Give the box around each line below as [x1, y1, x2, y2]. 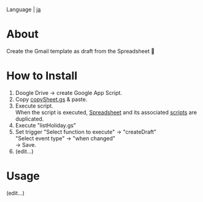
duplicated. [15, 115, 44, 122]
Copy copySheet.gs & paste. [15, 95, 88, 103]
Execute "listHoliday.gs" [15, 121, 77, 129]
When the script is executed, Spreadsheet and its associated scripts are [15, 108, 197, 116]
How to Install [6, 69, 78, 83]
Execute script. [15, 102, 53, 110]
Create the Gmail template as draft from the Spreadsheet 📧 [6, 47, 155, 54]
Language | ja [6, 6, 41, 13]
